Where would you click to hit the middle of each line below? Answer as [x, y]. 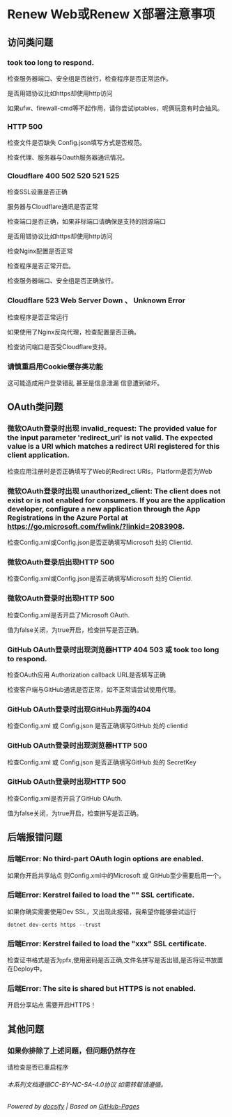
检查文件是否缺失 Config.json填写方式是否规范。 [77, 143]
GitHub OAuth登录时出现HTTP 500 [67, 782]
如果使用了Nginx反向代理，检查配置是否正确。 [74, 332]
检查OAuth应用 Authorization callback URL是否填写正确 [86, 675]
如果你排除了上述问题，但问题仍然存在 [71, 1051]
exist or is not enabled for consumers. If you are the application [116, 500]
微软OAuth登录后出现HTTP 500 [61, 562]
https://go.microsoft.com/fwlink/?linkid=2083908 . [96, 526]
